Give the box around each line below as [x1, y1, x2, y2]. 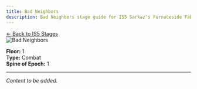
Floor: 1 [6, 47, 25, 54]
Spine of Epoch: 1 [6, 60, 49, 67]
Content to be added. [6, 77, 58, 84]
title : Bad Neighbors [6, 8, 59, 15]
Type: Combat [6, 54, 41, 61]
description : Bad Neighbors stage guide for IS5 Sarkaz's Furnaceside [6, 14, 182, 20]
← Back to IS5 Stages [6, 30, 59, 37]
